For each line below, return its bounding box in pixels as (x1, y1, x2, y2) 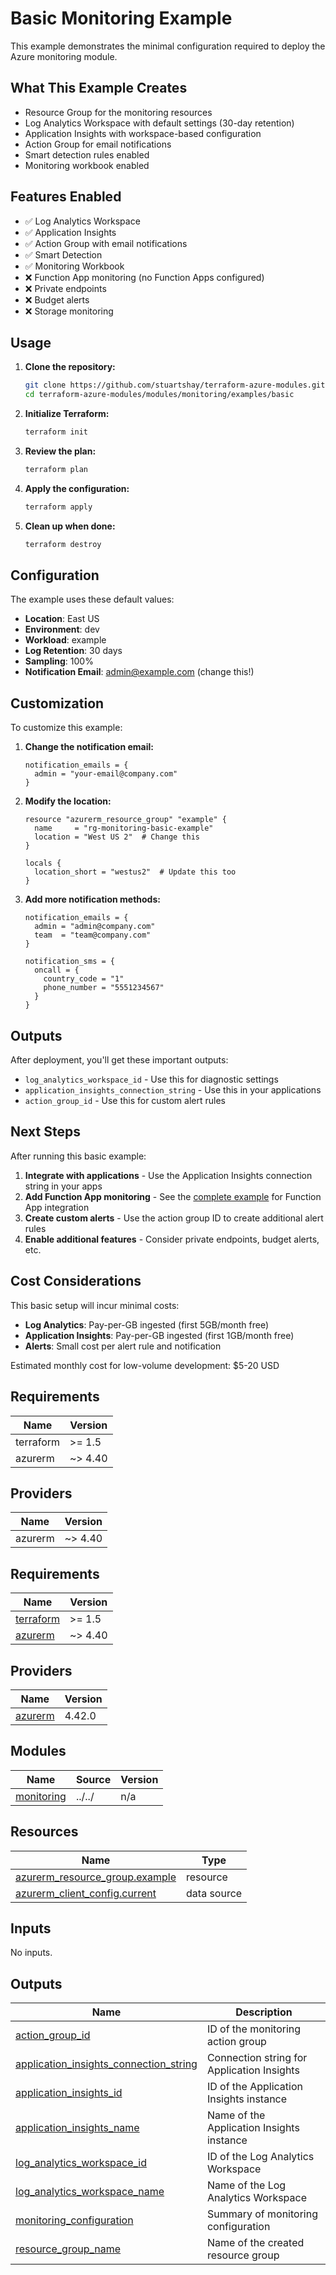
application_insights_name (15, 2121, 140, 2135)
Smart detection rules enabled (24, 148, 150, 161)
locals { (24, 858, 62, 869)
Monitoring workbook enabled (24, 159, 150, 171)
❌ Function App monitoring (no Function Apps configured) (24, 271, 265, 283)
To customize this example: (10, 722, 123, 734)
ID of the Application (206, 2080, 303, 2094)
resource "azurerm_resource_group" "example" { (24, 815, 227, 825)
